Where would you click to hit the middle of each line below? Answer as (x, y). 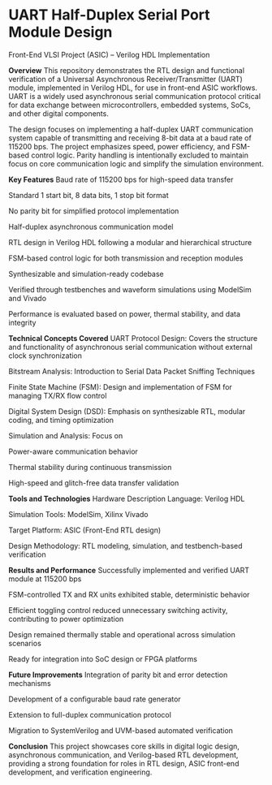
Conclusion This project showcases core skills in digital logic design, (124, 746)
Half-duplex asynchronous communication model (91, 226)
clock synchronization (45, 356)
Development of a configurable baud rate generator (95, 699)
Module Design (60, 32)
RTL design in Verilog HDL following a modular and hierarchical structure (130, 242)
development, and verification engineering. (80, 772)
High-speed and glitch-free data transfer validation (94, 483)
